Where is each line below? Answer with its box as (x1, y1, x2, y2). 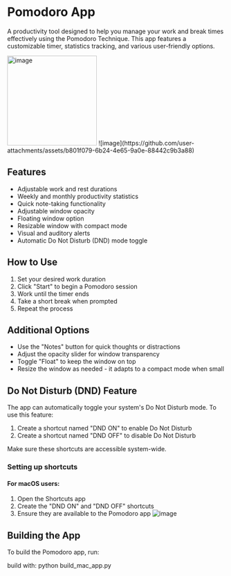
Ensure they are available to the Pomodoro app (17, 509, 151, 518)
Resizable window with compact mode (17, 221, 128, 229)
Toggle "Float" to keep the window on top (17, 358, 136, 366)
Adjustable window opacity (17, 207, 95, 215)
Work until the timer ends (17, 289, 90, 298)
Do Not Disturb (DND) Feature (7, 385, 138, 396)
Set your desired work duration (17, 274, 106, 283)
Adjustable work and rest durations (17, 184, 118, 193)
